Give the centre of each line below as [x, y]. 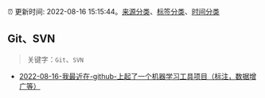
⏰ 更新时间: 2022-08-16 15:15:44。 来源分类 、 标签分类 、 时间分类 [114, 11]
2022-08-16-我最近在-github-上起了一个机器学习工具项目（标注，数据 [134, 76]
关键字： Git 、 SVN [55, 59]
